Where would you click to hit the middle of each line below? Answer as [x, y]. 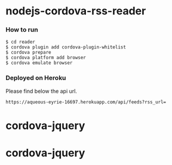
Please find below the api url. [41, 91]
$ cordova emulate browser [39, 63]
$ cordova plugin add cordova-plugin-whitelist [66, 47]
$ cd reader [20, 42]
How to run [22, 30]
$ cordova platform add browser [46, 58]
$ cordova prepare [28, 53]
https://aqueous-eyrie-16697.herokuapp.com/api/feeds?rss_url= [86, 102]
